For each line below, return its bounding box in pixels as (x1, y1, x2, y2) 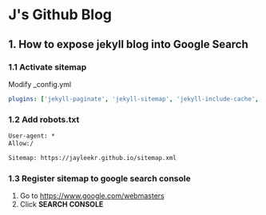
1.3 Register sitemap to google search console (8, 173, 191, 184)
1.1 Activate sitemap (8, 62, 87, 73)
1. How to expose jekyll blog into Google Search (8, 38, 249, 51)
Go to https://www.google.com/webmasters (19, 190, 165, 201)
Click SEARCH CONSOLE (19, 199, 104, 209)
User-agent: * (8, 132, 56, 141)
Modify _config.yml (8, 79, 72, 89)
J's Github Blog (8, 6, 112, 24)
